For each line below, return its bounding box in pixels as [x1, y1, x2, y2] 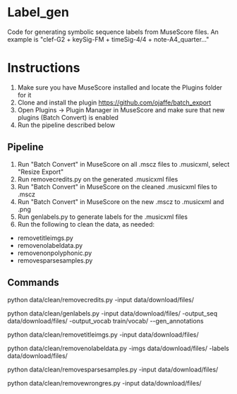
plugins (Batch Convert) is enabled [17, 113, 119, 121]
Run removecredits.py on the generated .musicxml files [17, 174, 178, 184]
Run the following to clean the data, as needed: [17, 220, 155, 228]
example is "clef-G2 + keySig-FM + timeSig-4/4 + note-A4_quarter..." [7, 35, 209, 43]
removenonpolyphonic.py [17, 249, 92, 257]
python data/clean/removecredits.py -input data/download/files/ [7, 295, 195, 304]
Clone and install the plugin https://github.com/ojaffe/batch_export [17, 98, 212, 107]
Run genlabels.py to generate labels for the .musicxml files [17, 213, 188, 221]
